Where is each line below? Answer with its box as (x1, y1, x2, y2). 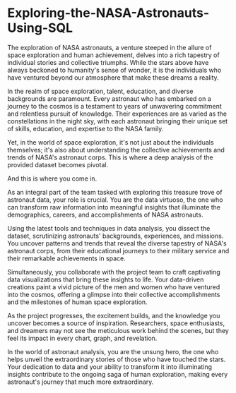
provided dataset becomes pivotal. (7, 160, 109, 169)
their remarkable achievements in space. (7, 254, 126, 262)
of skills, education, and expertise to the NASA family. (7, 124, 164, 133)
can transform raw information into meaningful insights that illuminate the (7, 202, 221, 211)
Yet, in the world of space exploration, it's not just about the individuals (7, 138, 214, 146)
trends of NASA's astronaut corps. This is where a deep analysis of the (7, 153, 213, 162)
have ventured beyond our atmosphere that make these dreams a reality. (7, 73, 219, 82)
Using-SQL (7, 20, 73, 36)
